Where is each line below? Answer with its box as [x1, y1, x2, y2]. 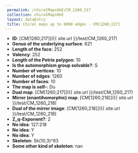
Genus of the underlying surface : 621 [12, 41, 92, 47]
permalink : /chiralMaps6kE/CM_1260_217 [7, 7, 91, 13]
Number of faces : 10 [12, 79, 56, 85]
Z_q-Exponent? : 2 [12, 116, 51, 122]
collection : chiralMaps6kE [7, 12, 64, 17]
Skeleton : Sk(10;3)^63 [12, 138, 59, 144]
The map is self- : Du [12, 84, 56, 90]
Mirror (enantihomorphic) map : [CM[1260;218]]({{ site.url [12, 95, 133, 101]
